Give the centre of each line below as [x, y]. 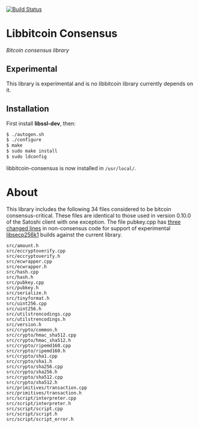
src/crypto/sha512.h [32, 382]
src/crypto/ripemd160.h [36, 351]
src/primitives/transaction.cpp [47, 388]
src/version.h [24, 325]
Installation [28, 109]
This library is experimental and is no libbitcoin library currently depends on [100, 84]
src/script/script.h [32, 414]
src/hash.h [20, 277]
